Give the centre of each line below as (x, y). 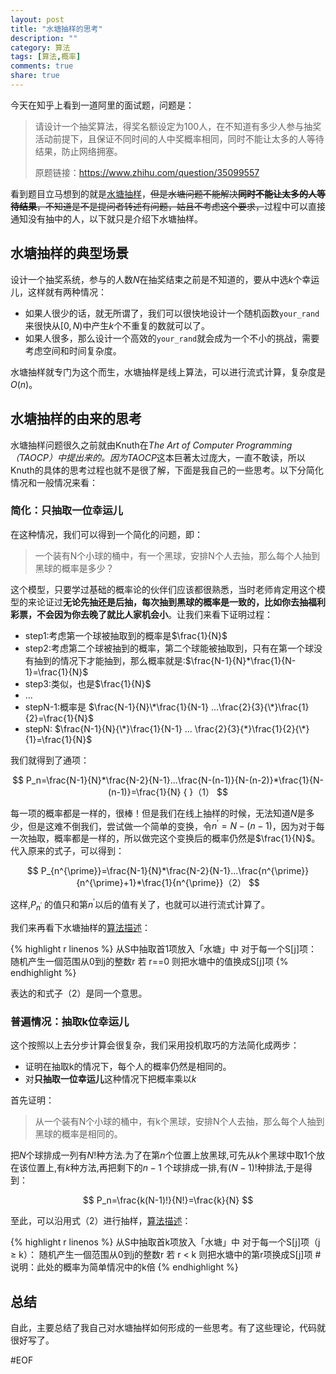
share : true (35, 76)
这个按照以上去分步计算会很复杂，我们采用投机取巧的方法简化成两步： (155, 1045)
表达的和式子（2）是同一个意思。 (79, 993)
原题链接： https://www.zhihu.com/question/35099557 (147, 172)
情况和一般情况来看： (54, 482)
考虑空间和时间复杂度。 (73, 350)
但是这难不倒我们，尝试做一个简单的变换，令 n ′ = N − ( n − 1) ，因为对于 (172, 825)
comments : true (42, 66)
